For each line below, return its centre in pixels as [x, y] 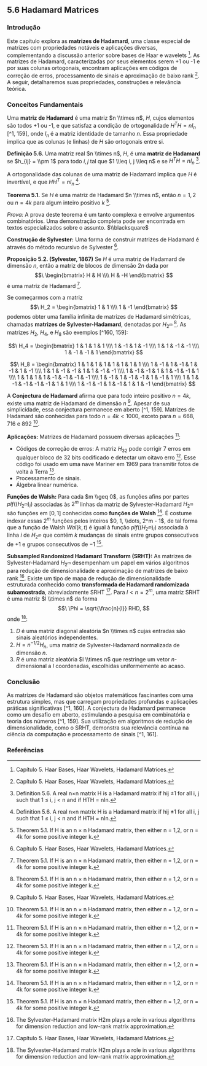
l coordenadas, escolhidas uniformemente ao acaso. [119, 666]
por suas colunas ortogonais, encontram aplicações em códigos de [92, 68]
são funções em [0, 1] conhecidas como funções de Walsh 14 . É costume [100, 512]
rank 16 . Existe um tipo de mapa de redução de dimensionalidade [89, 578]
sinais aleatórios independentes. [57, 637]
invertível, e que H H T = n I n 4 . [44, 182]
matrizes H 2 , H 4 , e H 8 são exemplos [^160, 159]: [68, 333]
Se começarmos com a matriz [45, 298]
